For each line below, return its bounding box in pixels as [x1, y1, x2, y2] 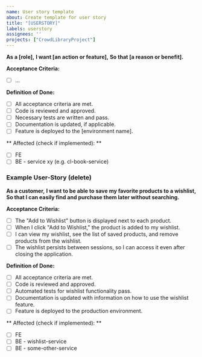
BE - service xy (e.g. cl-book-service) [14, 158, 109, 166]
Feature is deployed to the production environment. [14, 308, 143, 315]
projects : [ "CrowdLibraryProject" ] [6, 37, 96, 43]
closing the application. [14, 250, 74, 258]
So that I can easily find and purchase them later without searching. [6, 193, 180, 200]
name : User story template [6, 8, 74, 15]
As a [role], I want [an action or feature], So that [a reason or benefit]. [6, 54, 184, 60]
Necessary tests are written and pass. [14, 114, 110, 121]
